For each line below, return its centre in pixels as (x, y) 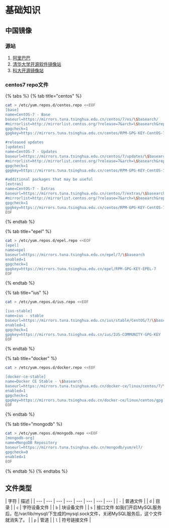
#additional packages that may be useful (49, 180)
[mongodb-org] (20, 438)
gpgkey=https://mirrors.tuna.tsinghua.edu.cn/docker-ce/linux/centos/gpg (84, 400)
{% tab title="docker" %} (31, 359)
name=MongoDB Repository (31, 443)
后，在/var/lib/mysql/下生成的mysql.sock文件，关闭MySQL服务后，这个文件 (84, 514)
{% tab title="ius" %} (27, 293)
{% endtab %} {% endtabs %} (36, 471)
